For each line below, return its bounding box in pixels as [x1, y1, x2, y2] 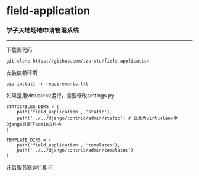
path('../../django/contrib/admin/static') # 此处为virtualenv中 [17, 115, 178, 122]
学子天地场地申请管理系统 [6, 27, 79, 35]
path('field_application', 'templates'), [17, 142, 120, 148]
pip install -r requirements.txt [6, 81, 89, 87]
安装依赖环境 [6, 69, 37, 76]
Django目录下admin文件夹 [6, 122, 62, 128]
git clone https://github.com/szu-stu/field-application [6, 58, 150, 64]
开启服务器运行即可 [6, 164, 53, 171]
